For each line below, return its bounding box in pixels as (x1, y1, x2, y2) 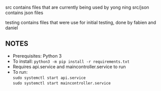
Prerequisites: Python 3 (12, 53, 62, 59)
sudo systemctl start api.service (12, 75, 86, 80)
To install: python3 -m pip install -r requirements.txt (12, 58, 130, 64)
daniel (5, 25, 18, 31)
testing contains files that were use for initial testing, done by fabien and (5, 20, 156, 25)
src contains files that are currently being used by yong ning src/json (5, 5, 149, 10)
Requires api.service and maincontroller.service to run (12, 63, 126, 70)
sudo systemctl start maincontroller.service (12, 80, 111, 85)
